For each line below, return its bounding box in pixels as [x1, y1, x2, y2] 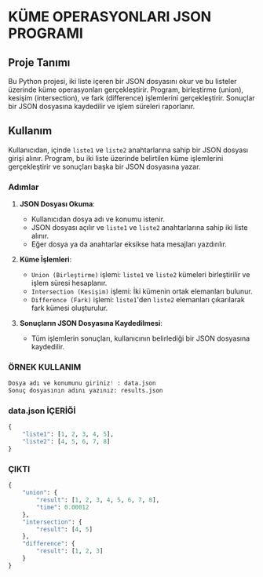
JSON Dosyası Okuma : [19, 199, 96, 209]
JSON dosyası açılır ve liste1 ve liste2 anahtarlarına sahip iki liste [31, 223, 248, 232]
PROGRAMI [8, 24, 84, 42]
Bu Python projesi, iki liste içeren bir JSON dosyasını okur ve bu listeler [8, 77, 237, 86]
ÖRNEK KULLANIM [8, 362, 82, 373]
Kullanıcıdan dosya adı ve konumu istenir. [31, 214, 165, 224]
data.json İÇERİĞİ [8, 405, 76, 416]
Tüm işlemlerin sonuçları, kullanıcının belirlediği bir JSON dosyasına [31, 334, 250, 343]
